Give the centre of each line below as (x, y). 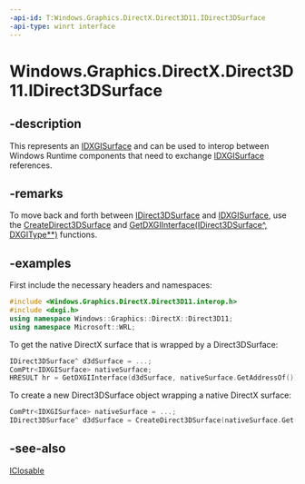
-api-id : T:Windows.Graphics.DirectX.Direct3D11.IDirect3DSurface (138, 18)
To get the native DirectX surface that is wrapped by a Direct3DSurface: (144, 344)
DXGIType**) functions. (54, 235)
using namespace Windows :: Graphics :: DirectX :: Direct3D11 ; (121, 319)
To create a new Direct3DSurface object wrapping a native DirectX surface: (151, 395)
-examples (40, 263)
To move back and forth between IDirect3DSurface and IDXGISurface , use (148, 215)
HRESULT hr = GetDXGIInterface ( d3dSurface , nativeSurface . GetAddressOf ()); (156, 378)
